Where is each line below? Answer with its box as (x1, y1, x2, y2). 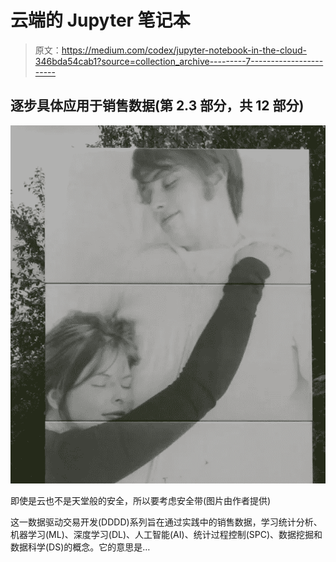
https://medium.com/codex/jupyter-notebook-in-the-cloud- (61, 44, 308, 56)
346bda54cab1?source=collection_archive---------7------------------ (34, 55, 324, 67)
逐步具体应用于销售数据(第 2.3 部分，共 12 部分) (10, 97, 305, 115)
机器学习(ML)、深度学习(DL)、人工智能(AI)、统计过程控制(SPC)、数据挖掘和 (10, 529, 323, 541)
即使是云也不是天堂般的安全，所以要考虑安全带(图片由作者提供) (10, 495, 272, 507)
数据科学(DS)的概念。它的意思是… (10, 541, 151, 553)
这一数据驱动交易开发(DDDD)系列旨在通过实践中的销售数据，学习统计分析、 (10, 516, 323, 528)
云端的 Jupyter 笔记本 (10, 9, 191, 32)
